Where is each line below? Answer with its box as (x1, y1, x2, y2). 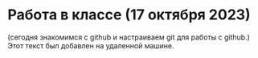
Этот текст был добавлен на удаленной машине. (7, 40, 174, 50)
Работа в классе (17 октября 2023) (7, 6, 251, 24)
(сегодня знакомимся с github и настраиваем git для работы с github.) (7, 32, 250, 42)
